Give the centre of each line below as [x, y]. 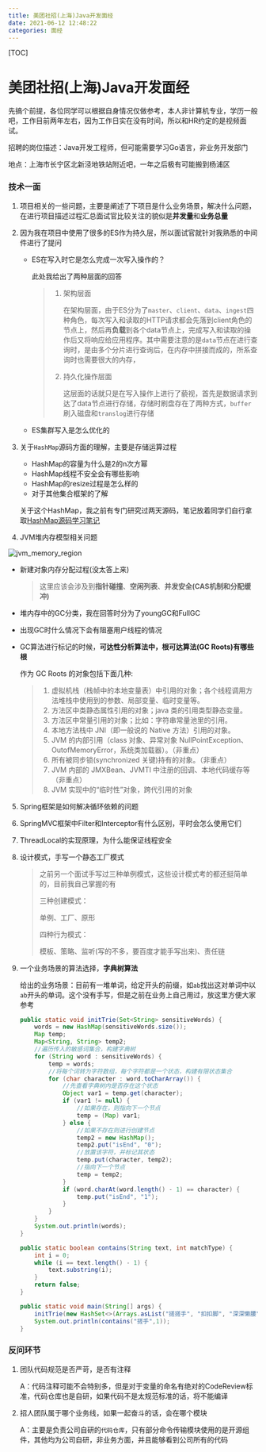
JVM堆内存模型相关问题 [59, 537]
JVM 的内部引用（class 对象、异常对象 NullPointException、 [149, 739]
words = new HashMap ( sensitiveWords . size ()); [111, 1027]
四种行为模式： [64, 934]
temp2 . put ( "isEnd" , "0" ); [119, 1145]
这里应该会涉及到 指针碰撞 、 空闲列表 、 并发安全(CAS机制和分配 [142, 586]
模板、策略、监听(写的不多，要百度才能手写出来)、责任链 [132, 951]
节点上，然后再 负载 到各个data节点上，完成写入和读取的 [154, 329]
